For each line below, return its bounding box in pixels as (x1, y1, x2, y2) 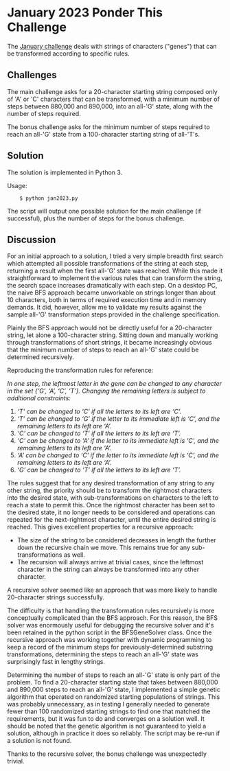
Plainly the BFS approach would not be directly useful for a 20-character (7, 324, 213, 332)
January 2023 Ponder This (7, 5, 163, 21)
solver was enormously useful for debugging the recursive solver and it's (7, 621, 214, 630)
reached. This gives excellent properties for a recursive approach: (7, 523, 194, 531)
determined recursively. (7, 353, 74, 361)
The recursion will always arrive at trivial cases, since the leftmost (16, 558, 204, 566)
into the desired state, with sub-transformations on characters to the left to (7, 494, 218, 502)
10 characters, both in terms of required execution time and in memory (7, 296, 207, 304)
